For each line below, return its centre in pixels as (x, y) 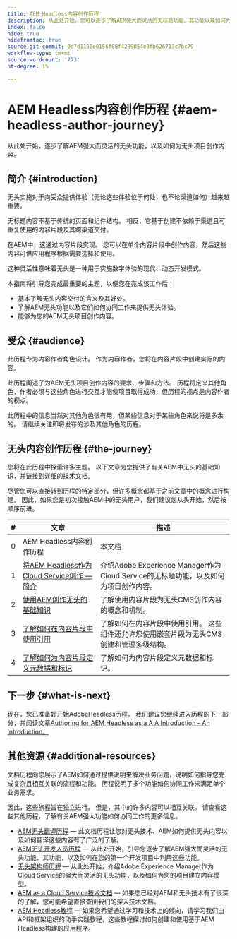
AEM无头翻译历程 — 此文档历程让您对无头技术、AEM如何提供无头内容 (120, 831)
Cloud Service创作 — (57, 576)
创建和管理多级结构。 (135, 645)
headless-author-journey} (86, 125)
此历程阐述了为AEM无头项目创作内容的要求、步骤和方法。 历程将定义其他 (114, 383)
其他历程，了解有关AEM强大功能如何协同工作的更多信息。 (97, 815)
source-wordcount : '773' (44, 60)
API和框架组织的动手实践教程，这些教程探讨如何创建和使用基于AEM (116, 919)
